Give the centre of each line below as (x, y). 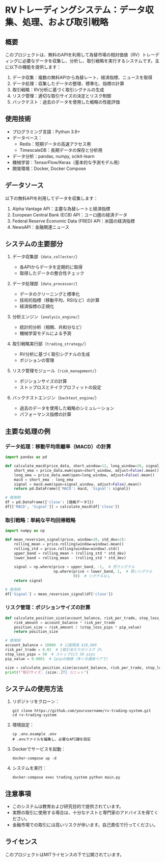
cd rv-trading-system (34, 715)
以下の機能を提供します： (35, 67)
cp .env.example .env (34, 734)
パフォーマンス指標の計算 (45, 414)
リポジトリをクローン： (36, 701)
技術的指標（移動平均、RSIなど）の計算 (59, 300)
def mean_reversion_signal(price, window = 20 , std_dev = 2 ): (66, 540)
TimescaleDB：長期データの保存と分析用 (61, 150)
